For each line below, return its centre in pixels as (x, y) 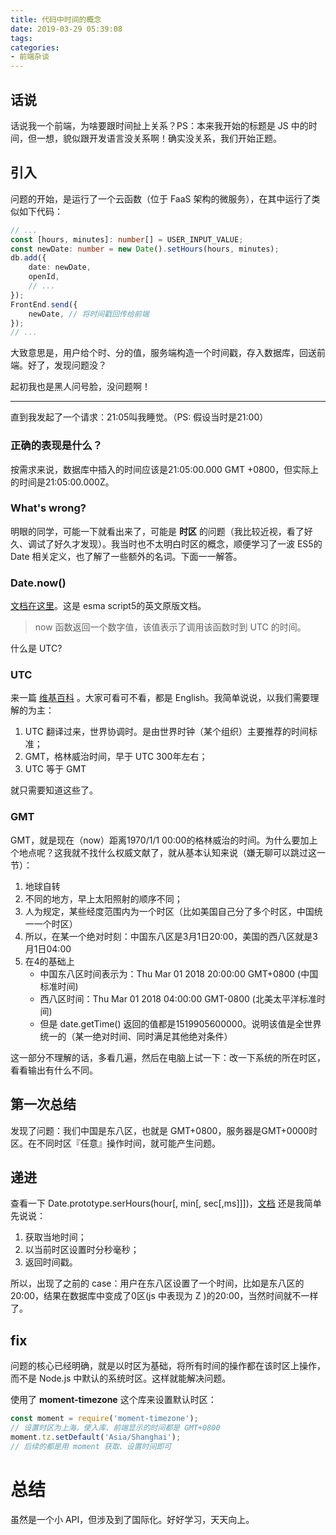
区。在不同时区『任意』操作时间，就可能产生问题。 (115, 1143)
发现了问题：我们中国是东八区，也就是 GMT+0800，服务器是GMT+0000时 (164, 1130)
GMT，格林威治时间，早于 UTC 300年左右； (116, 757)
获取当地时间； (55, 1237)
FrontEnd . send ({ (44, 304)
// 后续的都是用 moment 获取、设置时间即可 (91, 1446)
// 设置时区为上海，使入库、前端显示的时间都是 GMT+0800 (115, 1428)
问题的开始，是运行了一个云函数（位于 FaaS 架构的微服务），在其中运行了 (161, 198)
